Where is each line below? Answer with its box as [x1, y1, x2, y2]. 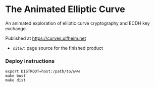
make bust [5, 73, 26, 78]
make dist [5, 78, 26, 83]
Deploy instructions [5, 57, 55, 64]
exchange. [5, 25, 27, 31]
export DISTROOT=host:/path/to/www [5, 69, 80, 74]
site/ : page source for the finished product [12, 45, 104, 51]
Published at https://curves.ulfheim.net [5, 35, 86, 41]
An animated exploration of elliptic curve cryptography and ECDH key [5, 20, 150, 26]
